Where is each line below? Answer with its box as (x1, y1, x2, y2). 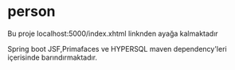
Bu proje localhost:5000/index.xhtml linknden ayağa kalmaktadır (7, 29, 218, 38)
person (7, 2, 57, 21)
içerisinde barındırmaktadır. (7, 52, 97, 62)
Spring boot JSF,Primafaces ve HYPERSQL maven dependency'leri (7, 44, 228, 53)
